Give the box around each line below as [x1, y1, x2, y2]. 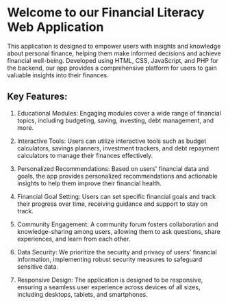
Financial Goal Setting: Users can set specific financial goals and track [16, 192, 216, 200]
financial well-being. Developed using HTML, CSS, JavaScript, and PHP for [7, 56, 219, 64]
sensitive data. [16, 262, 59, 271]
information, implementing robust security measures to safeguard [16, 255, 203, 263]
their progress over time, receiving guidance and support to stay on [16, 200, 208, 208]
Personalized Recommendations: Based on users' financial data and [16, 164, 210, 172]
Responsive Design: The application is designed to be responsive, [16, 276, 203, 284]
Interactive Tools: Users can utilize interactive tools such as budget [16, 137, 207, 145]
